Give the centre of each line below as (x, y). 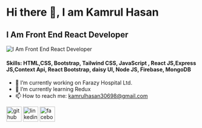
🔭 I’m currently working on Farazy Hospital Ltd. (73, 83)
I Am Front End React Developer (67, 35)
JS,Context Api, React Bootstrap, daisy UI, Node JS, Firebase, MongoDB (99, 69)
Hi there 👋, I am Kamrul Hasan (82, 12)
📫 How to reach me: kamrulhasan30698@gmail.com (81, 96)
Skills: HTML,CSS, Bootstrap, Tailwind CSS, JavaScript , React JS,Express (101, 63)
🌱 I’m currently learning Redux (53, 89)
